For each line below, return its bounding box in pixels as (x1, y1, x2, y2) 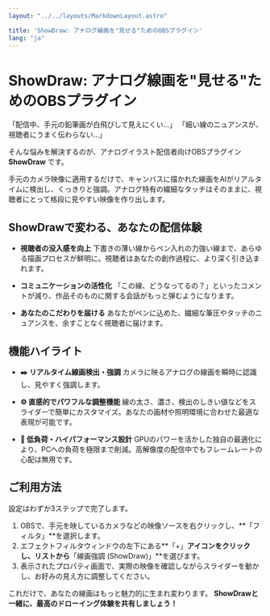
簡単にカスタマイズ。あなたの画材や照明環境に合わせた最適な (55, 407, 260, 416)
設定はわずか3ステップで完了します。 (8, 503, 133, 513)
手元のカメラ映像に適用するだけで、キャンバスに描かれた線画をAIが (8, 175, 234, 184)
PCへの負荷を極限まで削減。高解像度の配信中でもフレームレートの (40, 444, 263, 454)
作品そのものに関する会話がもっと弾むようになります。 (55, 291, 239, 301)
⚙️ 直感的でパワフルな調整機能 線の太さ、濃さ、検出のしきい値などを (19, 397, 250, 407)
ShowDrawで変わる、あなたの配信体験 (8, 220, 202, 234)
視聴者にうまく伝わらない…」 (8, 130, 107, 140)
